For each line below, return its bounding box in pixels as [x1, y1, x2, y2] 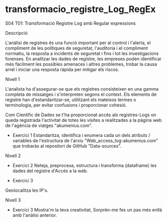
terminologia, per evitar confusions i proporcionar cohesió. [5, 102, 127, 108]
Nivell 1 [5, 76, 20, 82]
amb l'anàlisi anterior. [12, 212, 57, 218]
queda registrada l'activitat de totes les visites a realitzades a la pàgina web [5, 117, 162, 123]
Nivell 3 [5, 197, 21, 203]
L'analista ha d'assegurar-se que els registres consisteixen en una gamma [5, 86, 159, 92]
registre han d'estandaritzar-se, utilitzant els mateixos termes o [5, 97, 136, 103]
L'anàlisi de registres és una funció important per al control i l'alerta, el [5, 39, 151, 46]
